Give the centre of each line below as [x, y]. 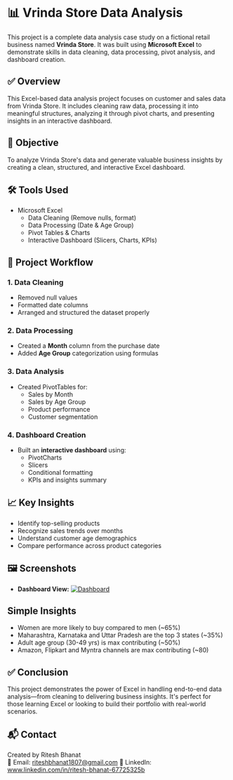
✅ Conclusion [38, 672]
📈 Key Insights [41, 503]
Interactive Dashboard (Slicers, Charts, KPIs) [93, 240]
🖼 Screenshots [42, 569]
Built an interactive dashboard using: [72, 450]
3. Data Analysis [36, 372]
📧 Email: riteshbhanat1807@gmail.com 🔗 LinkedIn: [80, 762]
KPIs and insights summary [67, 480]
